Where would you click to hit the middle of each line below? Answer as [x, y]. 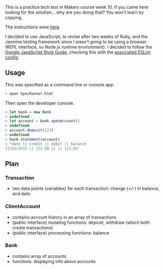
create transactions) [32, 227]
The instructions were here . [33, 27]
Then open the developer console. [40, 103]
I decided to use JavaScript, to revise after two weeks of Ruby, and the [76, 37]
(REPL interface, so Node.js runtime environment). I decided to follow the [79, 47]
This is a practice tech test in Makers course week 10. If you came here [77, 7]
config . [12, 57]
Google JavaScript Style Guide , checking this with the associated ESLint [78, 52]
